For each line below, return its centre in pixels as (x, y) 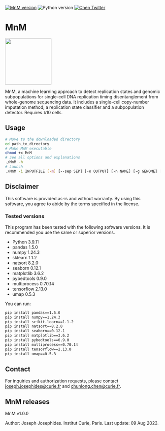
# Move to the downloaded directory (43, 139)
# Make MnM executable (28, 148)
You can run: (18, 304)
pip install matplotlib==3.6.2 (37, 336)
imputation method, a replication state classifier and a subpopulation (75, 107)
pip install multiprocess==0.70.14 (42, 344)
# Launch (14, 167)
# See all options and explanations (43, 157)
